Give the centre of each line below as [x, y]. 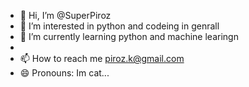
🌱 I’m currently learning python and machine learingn [129, 36]
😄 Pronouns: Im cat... [64, 73]
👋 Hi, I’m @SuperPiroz [65, 15]
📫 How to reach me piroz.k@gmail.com [102, 58]
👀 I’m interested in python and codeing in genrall [119, 26]
